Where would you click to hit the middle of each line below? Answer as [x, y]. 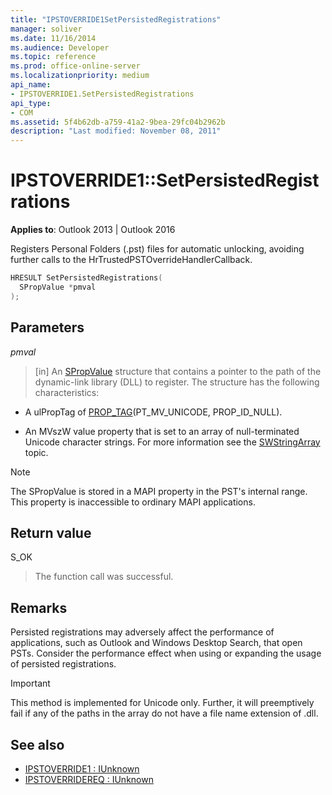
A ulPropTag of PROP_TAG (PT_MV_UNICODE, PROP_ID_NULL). [153, 412]
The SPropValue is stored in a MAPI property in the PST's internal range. [159, 491]
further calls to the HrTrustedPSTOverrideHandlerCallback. [131, 260]
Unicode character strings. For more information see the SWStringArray [172, 442]
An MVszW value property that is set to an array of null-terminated [162, 431]
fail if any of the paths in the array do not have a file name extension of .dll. [164, 713]
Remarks [39, 607]
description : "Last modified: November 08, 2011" [116, 131]
